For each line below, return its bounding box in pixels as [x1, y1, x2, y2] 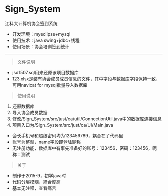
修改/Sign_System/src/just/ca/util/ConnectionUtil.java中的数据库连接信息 [12, 116, 162, 122]
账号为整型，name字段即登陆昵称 [12, 139, 81, 145]
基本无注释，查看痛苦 [12, 185, 56, 191]
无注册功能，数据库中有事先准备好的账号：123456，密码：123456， [12, 145, 153, 151]
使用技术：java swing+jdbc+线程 [12, 37, 80, 43]
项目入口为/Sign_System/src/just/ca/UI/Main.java [12, 122, 113, 128]
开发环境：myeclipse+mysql [12, 31, 71, 37]
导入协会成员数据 [12, 109, 48, 115]
